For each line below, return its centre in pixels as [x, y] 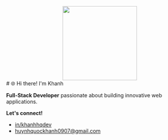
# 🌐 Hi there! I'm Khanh [35, 83]
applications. [22, 101]
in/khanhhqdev [33, 125]
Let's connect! [24, 113]
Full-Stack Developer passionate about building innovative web [84, 95]
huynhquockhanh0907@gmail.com [58, 131]
